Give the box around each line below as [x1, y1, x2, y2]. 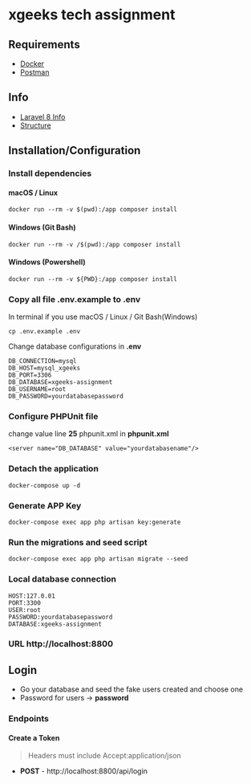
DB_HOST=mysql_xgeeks [8, 364, 81, 373]
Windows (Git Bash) [8, 223, 76, 232]
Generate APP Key [8, 500, 82, 511]
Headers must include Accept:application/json [27, 751, 182, 761]
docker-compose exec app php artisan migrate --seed [8, 555, 188, 563]
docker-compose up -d [8, 481, 81, 489]
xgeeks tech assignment [8, 6, 176, 24]
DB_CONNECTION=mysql [8, 357, 78, 365]
